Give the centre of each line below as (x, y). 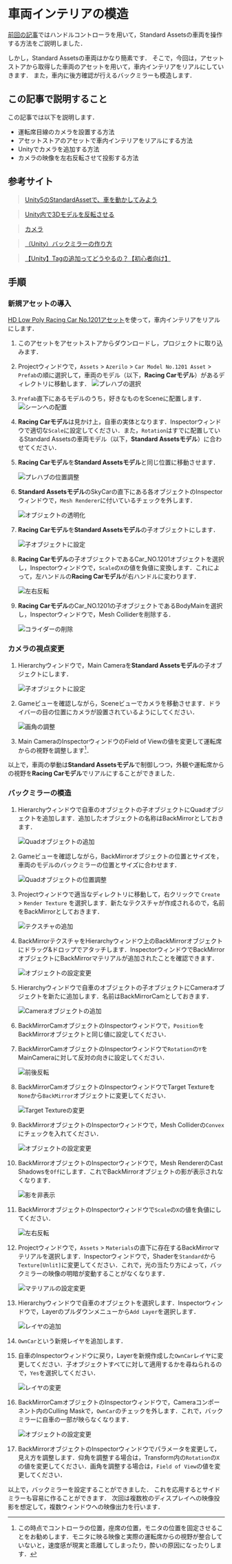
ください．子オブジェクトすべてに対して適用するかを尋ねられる (126, 1364)
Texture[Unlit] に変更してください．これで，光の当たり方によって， (114, 1265)
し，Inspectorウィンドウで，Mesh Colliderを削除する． (96, 614)
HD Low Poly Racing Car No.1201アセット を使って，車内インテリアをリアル (114, 320)
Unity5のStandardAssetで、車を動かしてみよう (91, 199)
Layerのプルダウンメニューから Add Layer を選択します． (121, 1311)
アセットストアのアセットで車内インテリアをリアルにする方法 (105, 140)
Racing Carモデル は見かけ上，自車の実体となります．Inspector (107, 422)
